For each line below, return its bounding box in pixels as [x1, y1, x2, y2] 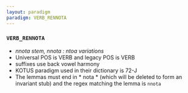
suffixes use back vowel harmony [15, 60, 100, 67]
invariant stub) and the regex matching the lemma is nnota [15, 80, 162, 87]
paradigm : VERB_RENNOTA [6, 15, 67, 21]
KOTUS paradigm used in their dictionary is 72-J [15, 67, 137, 74]
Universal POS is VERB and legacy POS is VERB [15, 53, 136, 61]
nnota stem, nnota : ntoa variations [15, 47, 104, 54]
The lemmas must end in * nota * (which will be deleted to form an [15, 73, 183, 80]
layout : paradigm [6, 9, 51, 15]
